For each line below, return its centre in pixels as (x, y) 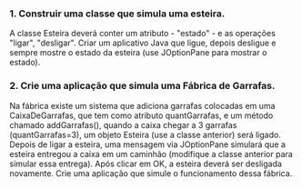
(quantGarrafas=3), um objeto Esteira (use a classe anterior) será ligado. (146, 134)
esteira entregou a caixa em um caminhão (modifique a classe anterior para (151, 153)
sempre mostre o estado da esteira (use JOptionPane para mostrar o (138, 53)
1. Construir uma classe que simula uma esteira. (117, 14)
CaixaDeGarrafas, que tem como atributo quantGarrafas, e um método (141, 115)
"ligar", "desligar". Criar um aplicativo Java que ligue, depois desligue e (143, 43)
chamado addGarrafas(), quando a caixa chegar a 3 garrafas (123, 124)
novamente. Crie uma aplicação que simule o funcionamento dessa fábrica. (151, 173)
